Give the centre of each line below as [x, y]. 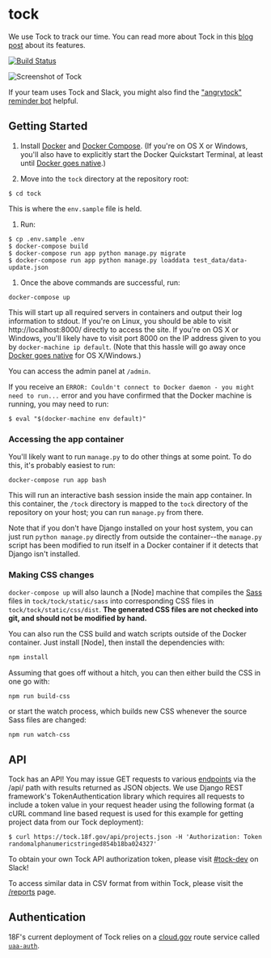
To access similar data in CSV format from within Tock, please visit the [126, 883]
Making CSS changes [51, 574]
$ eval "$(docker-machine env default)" [78, 419]
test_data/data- [220, 260]
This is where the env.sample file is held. [75, 208]
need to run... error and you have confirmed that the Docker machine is [130, 395]
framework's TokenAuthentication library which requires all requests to [127, 796]
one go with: [29, 682]
